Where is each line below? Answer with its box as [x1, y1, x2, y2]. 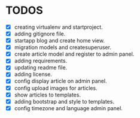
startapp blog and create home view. [14, 37, 105, 44]
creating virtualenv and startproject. [14, 23, 103, 31]
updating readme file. [14, 64, 68, 71]
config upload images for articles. [14, 84, 98, 92]
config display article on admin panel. [14, 77, 107, 84]
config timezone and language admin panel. [14, 104, 123, 111]
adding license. [14, 71, 52, 78]
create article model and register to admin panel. [14, 50, 135, 58]
